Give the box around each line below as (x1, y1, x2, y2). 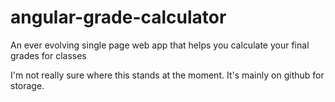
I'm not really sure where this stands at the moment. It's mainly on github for (10, 69, 325, 81)
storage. (10, 79, 45, 91)
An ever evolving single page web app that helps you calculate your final (10, 39, 310, 51)
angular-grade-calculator (10, 6, 227, 29)
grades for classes (10, 49, 87, 61)
